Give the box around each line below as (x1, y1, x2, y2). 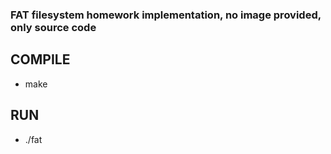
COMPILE (10, 51, 71, 68)
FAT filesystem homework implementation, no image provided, (10, 8, 322, 22)
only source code (10, 20, 97, 34)
